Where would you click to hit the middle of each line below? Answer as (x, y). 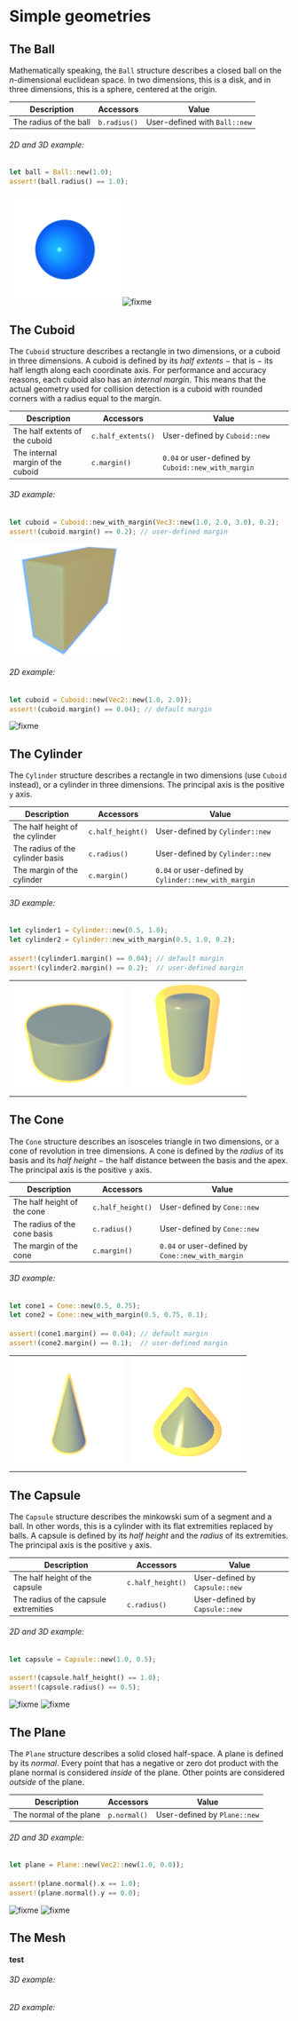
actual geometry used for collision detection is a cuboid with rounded (136, 389)
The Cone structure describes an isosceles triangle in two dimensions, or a (144, 1141)
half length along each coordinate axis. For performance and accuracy (138, 370)
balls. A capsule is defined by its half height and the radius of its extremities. (149, 1536)
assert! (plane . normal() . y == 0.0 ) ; (75, 1893)
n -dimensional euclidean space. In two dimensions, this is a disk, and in (140, 80)
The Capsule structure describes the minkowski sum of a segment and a (141, 1517)
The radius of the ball (52, 122)
